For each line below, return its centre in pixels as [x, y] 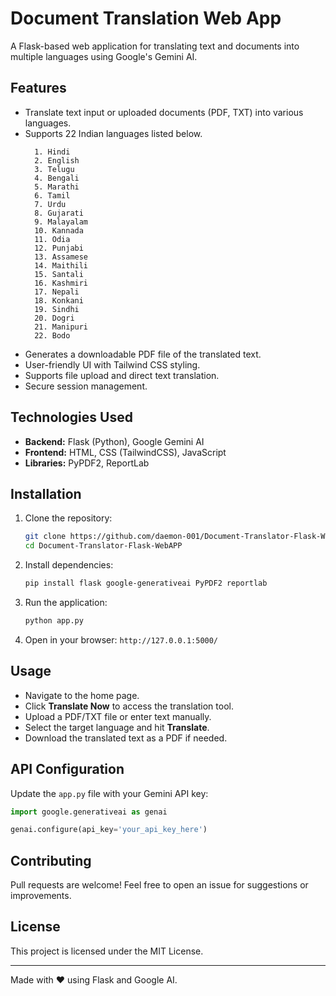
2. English [57, 160]
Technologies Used [71, 417]
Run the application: [66, 602]
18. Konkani [59, 300]
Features [38, 88]
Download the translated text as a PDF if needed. [126, 738]
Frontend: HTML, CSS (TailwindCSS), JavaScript [125, 452]
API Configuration [67, 769]
